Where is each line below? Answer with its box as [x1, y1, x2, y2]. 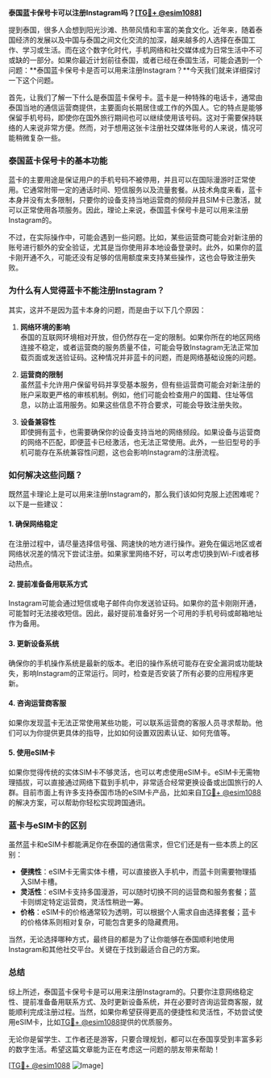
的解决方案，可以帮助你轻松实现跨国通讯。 [8, 797, 150, 807]
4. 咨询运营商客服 [8, 698, 67, 708]
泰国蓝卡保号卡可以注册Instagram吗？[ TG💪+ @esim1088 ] [8, 8, 202, 17]
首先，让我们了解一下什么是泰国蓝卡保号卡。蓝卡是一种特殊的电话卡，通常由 [8, 93, 263, 102]
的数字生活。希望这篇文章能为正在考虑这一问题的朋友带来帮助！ [8, 1044, 220, 1054]
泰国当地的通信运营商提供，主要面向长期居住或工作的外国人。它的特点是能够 [8, 103, 263, 112]
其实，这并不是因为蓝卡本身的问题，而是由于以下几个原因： [8, 304, 206, 314]
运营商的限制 [19, 369, 63, 379]
